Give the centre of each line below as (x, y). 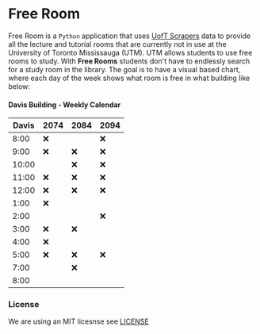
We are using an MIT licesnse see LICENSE (78, 321)
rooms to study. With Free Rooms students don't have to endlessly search (129, 61)
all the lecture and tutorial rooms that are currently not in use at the (118, 44)
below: (19, 86)
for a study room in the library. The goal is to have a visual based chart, (124, 69)
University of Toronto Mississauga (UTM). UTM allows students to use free (130, 52)
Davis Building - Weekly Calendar (65, 105)
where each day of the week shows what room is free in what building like (129, 78)
